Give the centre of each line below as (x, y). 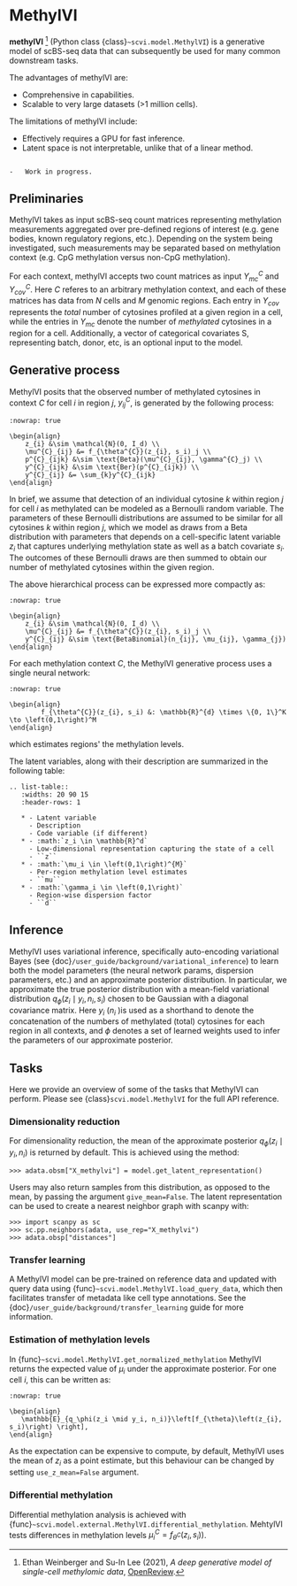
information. (31, 1317)
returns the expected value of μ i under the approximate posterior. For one (143, 1370)
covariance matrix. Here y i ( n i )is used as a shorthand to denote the (132, 1011)
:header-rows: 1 (51, 802)
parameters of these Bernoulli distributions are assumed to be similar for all (146, 518)
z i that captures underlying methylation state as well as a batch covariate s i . (147, 547)
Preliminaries (46, 199)
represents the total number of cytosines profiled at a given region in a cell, (146, 312)
